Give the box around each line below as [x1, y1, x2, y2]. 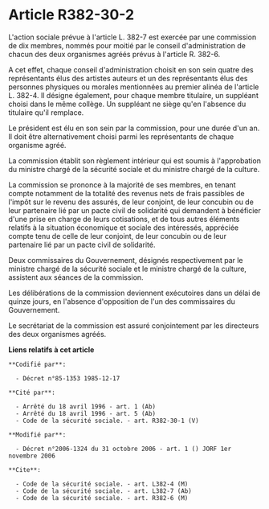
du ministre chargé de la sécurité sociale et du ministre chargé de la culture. [8, 164, 260, 174]
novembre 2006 [8, 452, 56, 460]
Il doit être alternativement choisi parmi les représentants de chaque [8, 131, 234, 142]
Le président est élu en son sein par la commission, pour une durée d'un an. [8, 123, 260, 133]
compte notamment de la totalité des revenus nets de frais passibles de [8, 188, 245, 198]
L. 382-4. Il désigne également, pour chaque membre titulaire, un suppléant [8, 90, 259, 100]
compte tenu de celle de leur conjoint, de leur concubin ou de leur [8, 231, 227, 240]
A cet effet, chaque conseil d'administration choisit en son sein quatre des [8, 64, 255, 74]
